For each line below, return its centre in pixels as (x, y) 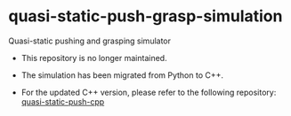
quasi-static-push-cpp (63, 101)
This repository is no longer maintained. (94, 58)
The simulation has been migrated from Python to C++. (122, 75)
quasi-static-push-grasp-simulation (145, 16)
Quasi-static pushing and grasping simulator (89, 41)
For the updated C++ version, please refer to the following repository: (149, 92)
